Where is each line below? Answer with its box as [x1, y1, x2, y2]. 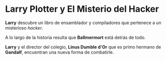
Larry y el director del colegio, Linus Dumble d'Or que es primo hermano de [5, 44, 161, 50]
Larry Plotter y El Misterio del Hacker [5, 3, 160, 15]
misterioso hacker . [5, 25, 44, 30]
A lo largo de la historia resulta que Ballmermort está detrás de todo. [5, 34, 146, 40]
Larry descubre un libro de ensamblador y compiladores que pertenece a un [5, 20, 162, 26]
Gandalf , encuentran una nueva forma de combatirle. [5, 49, 114, 55]
